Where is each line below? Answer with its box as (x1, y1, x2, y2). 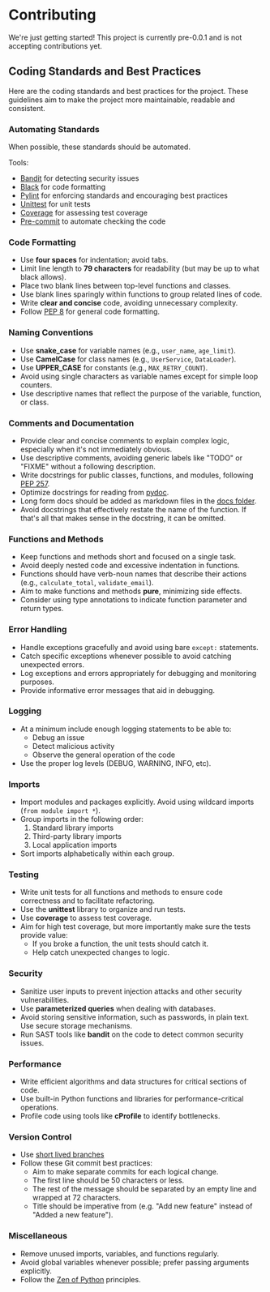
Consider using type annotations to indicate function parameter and (19, 595, 247, 605)
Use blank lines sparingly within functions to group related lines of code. (19, 289, 263, 299)
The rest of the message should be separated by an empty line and (32, 1184, 257, 1194)
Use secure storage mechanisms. (19, 1020, 133, 1030)
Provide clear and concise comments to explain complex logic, (19, 435, 229, 445)
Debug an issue (32, 732, 85, 742)
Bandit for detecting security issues (19, 173, 139, 183)
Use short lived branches (19, 1149, 105, 1160)
